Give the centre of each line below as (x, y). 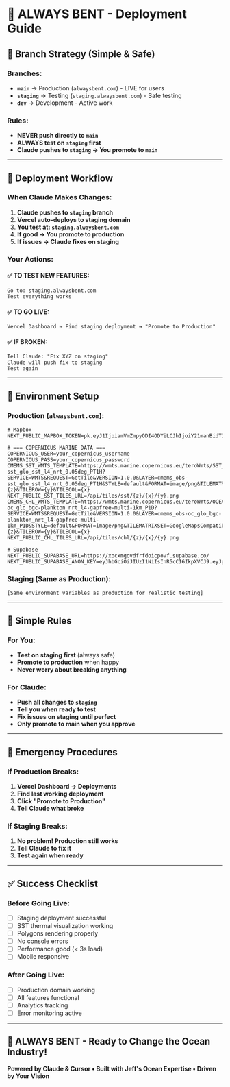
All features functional (48, 997)
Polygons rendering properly (57, 933)
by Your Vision (28, 1076)
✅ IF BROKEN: (27, 341)
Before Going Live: (39, 903)
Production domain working (56, 990)
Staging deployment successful (62, 918)
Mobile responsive (43, 957)
